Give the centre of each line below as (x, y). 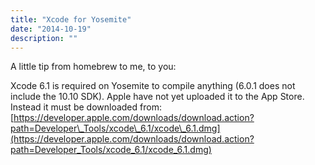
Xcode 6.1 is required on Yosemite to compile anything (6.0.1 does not (153, 86)
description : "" (44, 38)
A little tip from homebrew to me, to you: (93, 67)
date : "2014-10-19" (51, 29)
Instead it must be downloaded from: (86, 107)
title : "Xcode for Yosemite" (71, 19)
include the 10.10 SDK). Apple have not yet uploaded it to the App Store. (157, 97)
